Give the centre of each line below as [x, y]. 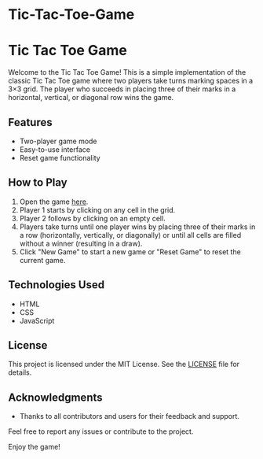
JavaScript [37, 320]
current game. [42, 260]
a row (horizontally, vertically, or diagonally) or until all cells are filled [130, 235]
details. [20, 372]
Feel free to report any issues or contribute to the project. [101, 431]
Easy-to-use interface [55, 149]
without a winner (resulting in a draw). [81, 243]
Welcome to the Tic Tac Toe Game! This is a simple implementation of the [127, 72]
